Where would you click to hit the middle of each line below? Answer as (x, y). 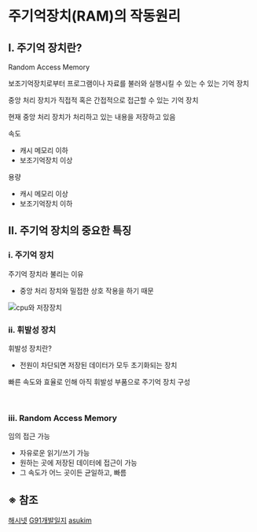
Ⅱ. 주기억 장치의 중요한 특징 (70, 231)
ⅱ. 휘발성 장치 (32, 329)
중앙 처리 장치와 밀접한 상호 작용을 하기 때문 (87, 290)
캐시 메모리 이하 (44, 150)
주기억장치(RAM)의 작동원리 (94, 16)
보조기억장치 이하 (46, 203)
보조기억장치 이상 (46, 160)
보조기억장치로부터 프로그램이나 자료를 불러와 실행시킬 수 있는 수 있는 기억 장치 (129, 83)
